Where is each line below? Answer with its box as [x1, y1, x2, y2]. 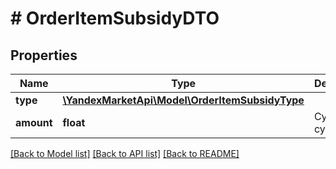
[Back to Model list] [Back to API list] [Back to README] [10, 148, 240, 159]
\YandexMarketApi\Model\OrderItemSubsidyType [62, 93, 305, 107]
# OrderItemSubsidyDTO [10, 7, 220, 30]
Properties [10, 47, 78, 64]
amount [15, 116, 53, 129]
